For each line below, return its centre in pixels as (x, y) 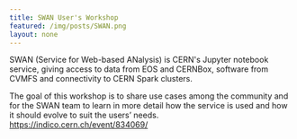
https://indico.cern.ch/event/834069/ (79, 125)
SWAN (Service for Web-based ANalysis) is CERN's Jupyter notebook (139, 60)
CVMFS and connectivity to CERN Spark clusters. (101, 79)
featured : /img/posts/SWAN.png (68, 26)
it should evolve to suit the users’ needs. (84, 115)
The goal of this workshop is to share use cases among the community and (149, 96)
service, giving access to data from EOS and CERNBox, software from (139, 69)
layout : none (34, 34)
